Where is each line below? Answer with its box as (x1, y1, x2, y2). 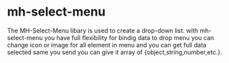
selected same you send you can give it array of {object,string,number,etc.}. (7, 48, 223, 56)
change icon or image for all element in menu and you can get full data (7, 41, 207, 49)
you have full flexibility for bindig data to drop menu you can (44, 33, 215, 41)
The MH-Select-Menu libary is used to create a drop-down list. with (7, 26, 199, 35)
